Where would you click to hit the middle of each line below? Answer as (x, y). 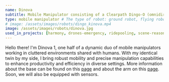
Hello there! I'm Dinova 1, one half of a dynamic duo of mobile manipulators (83, 48)
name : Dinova (19, 10)
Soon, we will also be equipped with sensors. (52, 74)
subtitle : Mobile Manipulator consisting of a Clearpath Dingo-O (75, 15)
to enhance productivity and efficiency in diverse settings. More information (84, 64)
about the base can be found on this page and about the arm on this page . (82, 69)
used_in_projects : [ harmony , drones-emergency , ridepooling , (71, 33)
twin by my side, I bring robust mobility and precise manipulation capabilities (84, 58)
